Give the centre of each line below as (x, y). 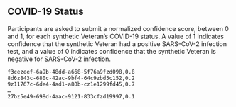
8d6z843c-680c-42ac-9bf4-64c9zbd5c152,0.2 (71, 78)
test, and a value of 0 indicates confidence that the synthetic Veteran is (112, 51)
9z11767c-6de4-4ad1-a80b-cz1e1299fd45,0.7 (71, 84)
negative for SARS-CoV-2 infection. (59, 59)
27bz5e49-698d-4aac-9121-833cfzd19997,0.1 (71, 96)
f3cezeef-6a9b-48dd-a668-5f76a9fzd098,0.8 (71, 72)
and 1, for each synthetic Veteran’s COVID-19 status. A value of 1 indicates (116, 36)
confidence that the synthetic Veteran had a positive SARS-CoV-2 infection (117, 44)
